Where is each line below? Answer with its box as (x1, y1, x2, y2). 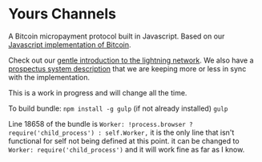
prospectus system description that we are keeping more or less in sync (8, 63, 247, 73)
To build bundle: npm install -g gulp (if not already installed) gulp (8, 103, 228, 113)
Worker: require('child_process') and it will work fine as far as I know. (8, 144, 245, 154)
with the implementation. (8, 72, 91, 82)
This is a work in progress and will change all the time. (8, 87, 187, 97)
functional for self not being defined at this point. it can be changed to (8, 136, 240, 145)
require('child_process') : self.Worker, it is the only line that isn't (8, 128, 235, 137)
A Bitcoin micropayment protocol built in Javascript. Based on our (8, 31, 225, 41)
